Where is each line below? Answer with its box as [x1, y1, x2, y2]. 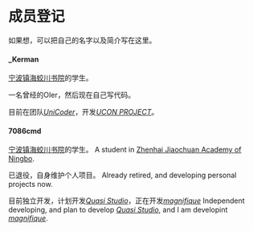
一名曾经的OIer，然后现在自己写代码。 [8, 90, 135, 100]
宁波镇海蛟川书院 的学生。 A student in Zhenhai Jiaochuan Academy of [8, 145, 242, 155]
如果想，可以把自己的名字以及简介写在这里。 [8, 35, 157, 45]
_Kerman [8, 54, 39, 64]
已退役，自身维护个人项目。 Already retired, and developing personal [8, 170, 237, 180]
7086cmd [8, 126, 42, 136]
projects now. [8, 180, 54, 189]
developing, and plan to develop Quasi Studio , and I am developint [8, 205, 228, 215]
